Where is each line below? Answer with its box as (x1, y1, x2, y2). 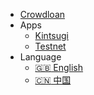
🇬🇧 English (34, 62, 84, 73)
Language (19, 51, 62, 63)
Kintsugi (34, 30, 69, 41)
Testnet (34, 40, 67, 52)
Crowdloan (19, 9, 66, 20)
